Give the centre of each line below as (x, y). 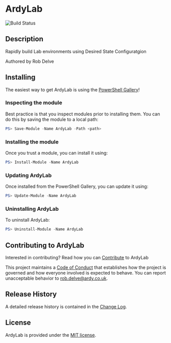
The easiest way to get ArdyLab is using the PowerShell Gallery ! (72, 89)
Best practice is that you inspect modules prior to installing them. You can (83, 114)
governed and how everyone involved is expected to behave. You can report (86, 273)
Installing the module (32, 142)
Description (24, 39)
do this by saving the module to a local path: (52, 119)
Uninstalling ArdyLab (32, 209)
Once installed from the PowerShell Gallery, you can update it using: (77, 186)
